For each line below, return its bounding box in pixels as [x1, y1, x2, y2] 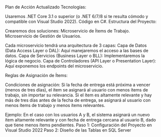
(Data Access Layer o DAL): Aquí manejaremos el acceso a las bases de [5, 48, 148, 53]
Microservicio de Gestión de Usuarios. [5, 33, 81, 39]
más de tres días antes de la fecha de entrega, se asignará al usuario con [5, 97, 151, 103]
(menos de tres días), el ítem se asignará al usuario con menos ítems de [5, 87, 148, 92]
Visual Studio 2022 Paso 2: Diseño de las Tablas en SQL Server [5, 127, 132, 133]
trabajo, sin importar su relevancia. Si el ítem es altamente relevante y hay [5, 92, 152, 98]
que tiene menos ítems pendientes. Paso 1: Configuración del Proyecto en [5, 122, 152, 128]
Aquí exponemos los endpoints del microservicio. [5, 63, 103, 69]
